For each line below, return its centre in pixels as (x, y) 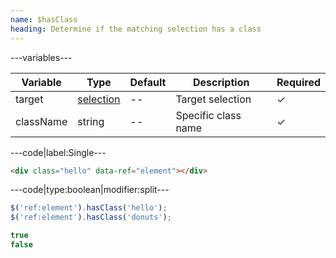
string (91, 121)
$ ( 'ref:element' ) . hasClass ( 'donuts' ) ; (91, 217)
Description (221, 82)
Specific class (208, 115)
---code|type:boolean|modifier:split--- (90, 190)
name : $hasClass (44, 19)
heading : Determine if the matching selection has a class (136, 29)
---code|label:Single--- (58, 152)
